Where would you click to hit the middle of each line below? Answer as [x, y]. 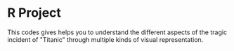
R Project [34, 13]
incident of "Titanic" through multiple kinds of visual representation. [105, 39]
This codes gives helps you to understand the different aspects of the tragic [117, 32]
